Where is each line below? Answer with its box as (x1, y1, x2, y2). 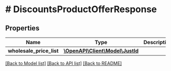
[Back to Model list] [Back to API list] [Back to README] (5, 60, 122, 66)
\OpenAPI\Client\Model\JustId (63, 47, 139, 54)
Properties (5, 24, 40, 32)
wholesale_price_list (8, 47, 59, 54)
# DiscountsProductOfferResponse (5, 4, 157, 15)
